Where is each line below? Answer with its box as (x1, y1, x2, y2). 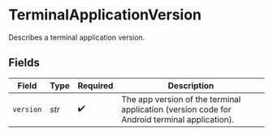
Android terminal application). (121, 113, 235, 125)
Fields (8, 56, 41, 70)
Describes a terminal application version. (8, 32, 145, 42)
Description (167, 79, 214, 91)
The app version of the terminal (121, 93, 241, 104)
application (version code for (121, 104, 232, 115)
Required (77, 79, 114, 91)
